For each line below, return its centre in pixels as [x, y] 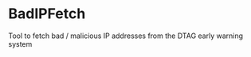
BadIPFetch [47, 14]
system [20, 44]
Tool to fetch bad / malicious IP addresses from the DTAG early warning [126, 36]
